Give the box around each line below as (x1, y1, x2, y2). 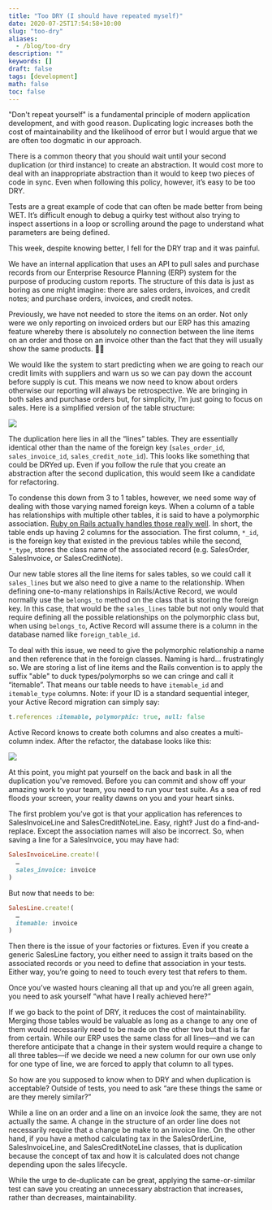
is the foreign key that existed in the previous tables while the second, (8, 536, 242, 546)
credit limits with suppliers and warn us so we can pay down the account (8, 368, 253, 378)
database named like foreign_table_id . (8, 629, 140, 639)
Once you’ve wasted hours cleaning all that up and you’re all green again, (8, 983, 254, 993)
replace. (8, 826, 37, 836)
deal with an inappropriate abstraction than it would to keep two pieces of (8, 168, 255, 179)
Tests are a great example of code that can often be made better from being (8, 202, 263, 211)
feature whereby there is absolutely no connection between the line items (8, 327, 255, 337)
